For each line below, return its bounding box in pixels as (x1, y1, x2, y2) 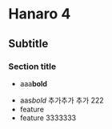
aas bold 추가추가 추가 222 (19, 95, 104, 105)
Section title (8, 61, 57, 72)
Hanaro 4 (8, 5, 71, 23)
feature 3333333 (19, 113, 77, 123)
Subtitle (8, 37, 49, 50)
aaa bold (19, 79, 48, 88)
